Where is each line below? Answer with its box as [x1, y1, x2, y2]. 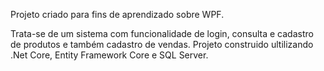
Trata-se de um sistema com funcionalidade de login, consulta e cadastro [10, 28, 314, 39]
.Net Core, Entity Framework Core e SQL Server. [10, 49, 209, 61]
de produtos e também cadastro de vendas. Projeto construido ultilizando [10, 39, 314, 50]
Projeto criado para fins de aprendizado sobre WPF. [10, 9, 225, 20]
